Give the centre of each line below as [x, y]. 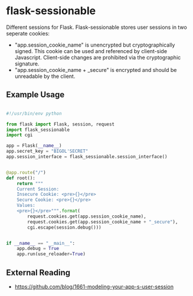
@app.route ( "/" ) [26, 172]
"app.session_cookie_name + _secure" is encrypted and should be [96, 70]
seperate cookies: [28, 33]
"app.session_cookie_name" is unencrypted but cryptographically [95, 45]
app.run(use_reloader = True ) [51, 254]
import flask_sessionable [38, 130]
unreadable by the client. [45, 76]
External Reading [38, 272]
